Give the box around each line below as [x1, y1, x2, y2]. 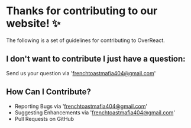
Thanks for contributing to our [6, 4, 158, 18]
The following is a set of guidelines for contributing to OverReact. [6, 37, 166, 44]
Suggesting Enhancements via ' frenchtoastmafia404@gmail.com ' [14, 108, 176, 116]
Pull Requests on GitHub [14, 115, 75, 122]
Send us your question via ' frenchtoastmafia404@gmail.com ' [6, 69, 156, 76]
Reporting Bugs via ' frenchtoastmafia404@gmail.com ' [14, 103, 148, 110]
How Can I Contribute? [6, 87, 92, 97]
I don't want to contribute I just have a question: [6, 54, 186, 64]
